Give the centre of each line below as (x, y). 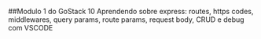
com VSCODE (31, 28)
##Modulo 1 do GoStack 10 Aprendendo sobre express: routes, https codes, (131, 11)
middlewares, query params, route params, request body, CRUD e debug (127, 19)
